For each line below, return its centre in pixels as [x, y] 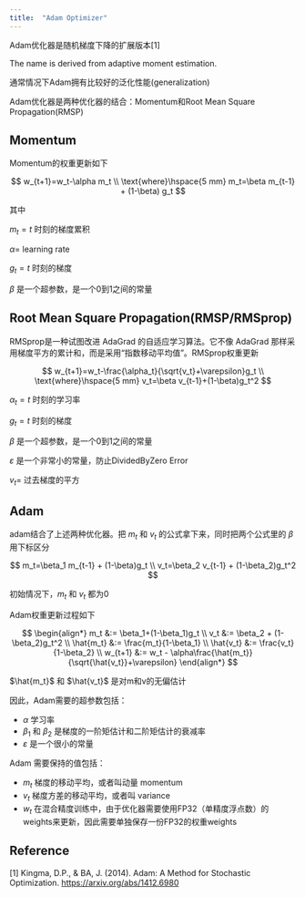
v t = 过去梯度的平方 [45, 481]
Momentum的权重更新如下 [59, 163]
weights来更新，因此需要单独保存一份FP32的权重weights [130, 821]
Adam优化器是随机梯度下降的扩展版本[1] [85, 45]
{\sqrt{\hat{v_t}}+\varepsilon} [122, 662]
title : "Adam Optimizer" [58, 18]
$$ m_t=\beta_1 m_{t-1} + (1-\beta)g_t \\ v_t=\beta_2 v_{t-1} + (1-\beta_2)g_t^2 [153, 565]
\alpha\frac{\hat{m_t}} [211, 652]
